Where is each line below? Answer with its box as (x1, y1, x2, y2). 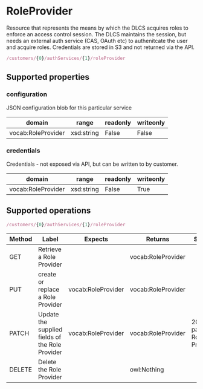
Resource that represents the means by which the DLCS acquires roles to (6, 24, 188, 31)
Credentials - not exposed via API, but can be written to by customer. (6, 160, 178, 168)
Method (9, 235, 33, 243)
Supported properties (6, 72, 89, 82)
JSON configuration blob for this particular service (6, 104, 132, 111)
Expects (84, 235, 109, 243)
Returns (146, 235, 170, 243)
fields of (38, 333, 62, 341)
